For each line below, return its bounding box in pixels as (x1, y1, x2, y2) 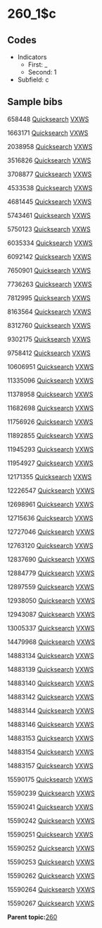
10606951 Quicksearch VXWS (7, 362, 94, 371)
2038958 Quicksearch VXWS (7, 142, 93, 151)
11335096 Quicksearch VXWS (7, 376, 94, 385)
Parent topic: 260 (7, 912, 58, 921)
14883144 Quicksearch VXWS (7, 706, 95, 715)
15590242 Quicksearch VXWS (7, 816, 95, 825)
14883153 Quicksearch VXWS (7, 733, 94, 742)
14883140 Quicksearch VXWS (7, 679, 95, 687)
